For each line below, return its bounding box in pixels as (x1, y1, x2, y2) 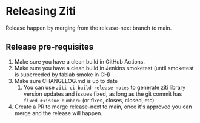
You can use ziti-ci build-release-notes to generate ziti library (23, 84, 186, 91)
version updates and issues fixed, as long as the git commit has (23, 90, 182, 98)
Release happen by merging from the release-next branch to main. (5, 24, 172, 32)
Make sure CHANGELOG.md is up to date (14, 77, 118, 84)
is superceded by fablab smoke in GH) (14, 71, 110, 78)
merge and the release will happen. (14, 109, 103, 116)
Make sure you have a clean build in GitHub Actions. (14, 58, 145, 65)
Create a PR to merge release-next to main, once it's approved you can (14, 103, 192, 110)
